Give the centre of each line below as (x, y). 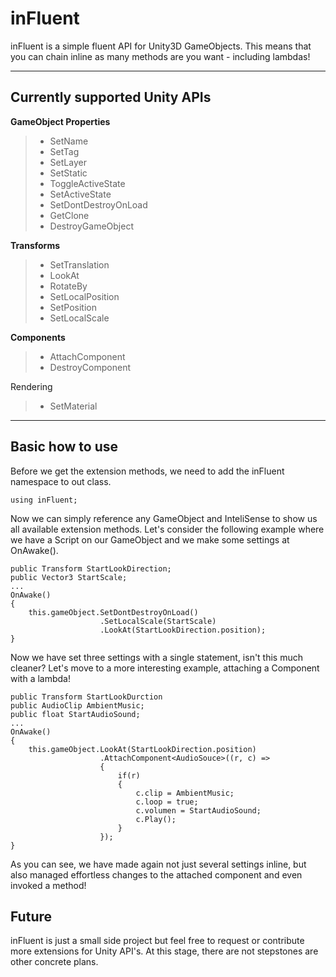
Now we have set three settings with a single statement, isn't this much (157, 657)
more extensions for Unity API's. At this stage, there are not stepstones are (164, 951)
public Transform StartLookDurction (86, 697)
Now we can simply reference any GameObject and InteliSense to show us (164, 518)
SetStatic (68, 173)
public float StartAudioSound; (75, 714)
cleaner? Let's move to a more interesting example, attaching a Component (165, 668)
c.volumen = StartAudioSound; (198, 810)
